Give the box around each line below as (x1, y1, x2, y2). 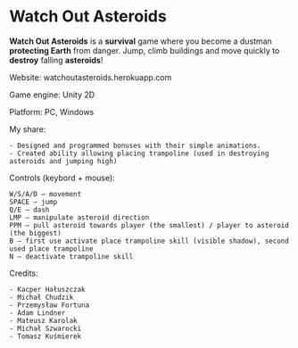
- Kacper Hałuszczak (9, 285, 87, 294)
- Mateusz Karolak (9, 316, 78, 325)
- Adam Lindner (9, 308, 66, 318)
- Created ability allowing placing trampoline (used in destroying (9, 149, 269, 158)
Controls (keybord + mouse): (9, 172, 116, 183)
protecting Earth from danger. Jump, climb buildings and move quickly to (9, 45, 280, 55)
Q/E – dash (9, 205, 50, 214)
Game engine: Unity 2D (9, 89, 95, 100)
